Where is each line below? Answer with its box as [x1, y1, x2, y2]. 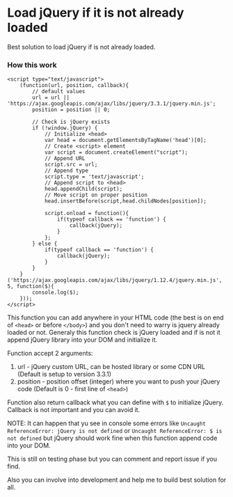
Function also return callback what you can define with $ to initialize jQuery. [7, 398, 224, 407]
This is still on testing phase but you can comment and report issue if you [7, 455, 218, 464]
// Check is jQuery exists [32, 118, 111, 126]
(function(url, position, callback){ [19, 82, 129, 89]
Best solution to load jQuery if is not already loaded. [7, 42, 156, 51]
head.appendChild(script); [44, 186, 123, 193]
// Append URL [44, 155, 86, 162]
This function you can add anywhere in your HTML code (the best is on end [7, 313, 224, 322]
